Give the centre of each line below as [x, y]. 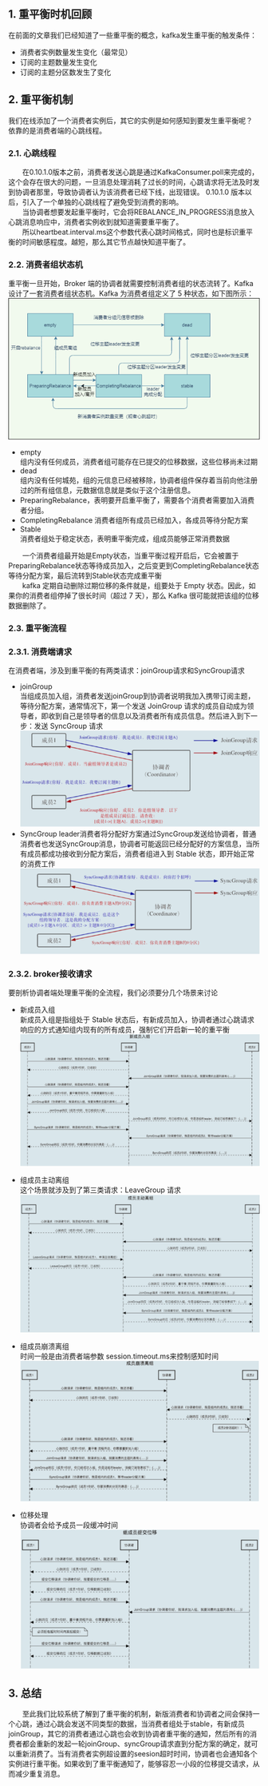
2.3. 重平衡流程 [37, 628]
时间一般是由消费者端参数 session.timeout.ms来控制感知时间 [119, 1356]
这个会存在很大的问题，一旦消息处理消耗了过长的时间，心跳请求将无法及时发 [134, 181]
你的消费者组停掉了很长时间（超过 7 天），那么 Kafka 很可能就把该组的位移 [137, 596]
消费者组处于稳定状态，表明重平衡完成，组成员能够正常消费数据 [124, 539]
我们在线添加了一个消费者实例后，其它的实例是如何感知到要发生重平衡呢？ [130, 120]
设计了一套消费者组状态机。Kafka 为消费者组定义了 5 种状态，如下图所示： [131, 293]
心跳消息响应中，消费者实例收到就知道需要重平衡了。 [96, 221]
